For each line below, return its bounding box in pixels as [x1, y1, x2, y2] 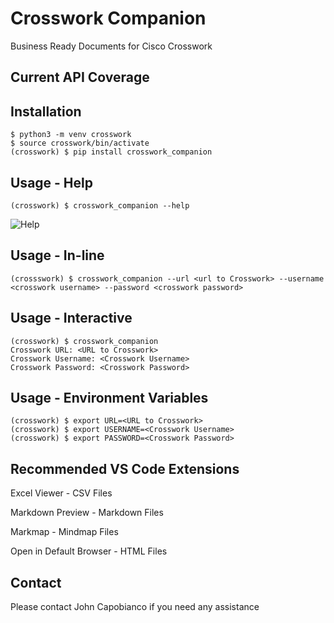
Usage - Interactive [10, 310, 133, 327]
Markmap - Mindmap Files [10, 526, 119, 538]
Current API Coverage [10, 69, 150, 86]
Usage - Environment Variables [10, 389, 209, 406]
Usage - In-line [10, 247, 105, 264]
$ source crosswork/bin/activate [10, 138, 150, 149]
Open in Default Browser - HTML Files [10, 545, 168, 557]
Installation [10, 103, 82, 120]
